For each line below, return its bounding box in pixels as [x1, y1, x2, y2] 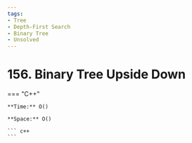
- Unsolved [7, 36, 39, 43]
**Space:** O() [7, 116, 52, 123]
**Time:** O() [7, 103, 49, 111]
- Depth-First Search [7, 23, 71, 30]
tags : [7, 10, 23, 18]
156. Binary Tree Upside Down [7, 67, 186, 83]
